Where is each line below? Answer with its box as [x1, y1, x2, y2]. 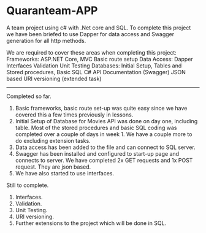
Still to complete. [6, 181, 49, 189]
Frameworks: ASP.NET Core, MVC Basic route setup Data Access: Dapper [6, 55, 193, 63]
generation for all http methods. [6, 37, 86, 44]
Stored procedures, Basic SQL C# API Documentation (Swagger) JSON [6, 68, 186, 75]
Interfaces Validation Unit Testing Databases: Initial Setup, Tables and [6, 62, 182, 69]
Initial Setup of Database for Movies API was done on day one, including [15, 117, 198, 124]
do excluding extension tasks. [15, 137, 91, 144]
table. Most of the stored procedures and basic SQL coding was [15, 124, 177, 131]
